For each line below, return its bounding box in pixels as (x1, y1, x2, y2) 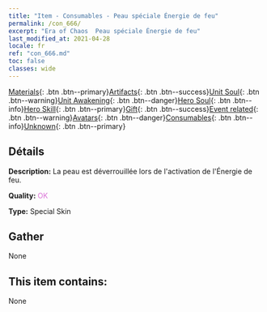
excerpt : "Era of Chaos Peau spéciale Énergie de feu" (8, 27, 201, 35)
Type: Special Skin (8, 206, 71, 216)
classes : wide (8, 65, 57, 73)
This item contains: (8, 275, 108, 288)
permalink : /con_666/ (8, 19, 82, 28)
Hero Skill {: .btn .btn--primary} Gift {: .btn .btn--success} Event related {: (23, 104, 259, 113)
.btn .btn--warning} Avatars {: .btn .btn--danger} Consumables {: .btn (8, 113, 232, 122)
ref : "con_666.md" (8, 49, 70, 58)
